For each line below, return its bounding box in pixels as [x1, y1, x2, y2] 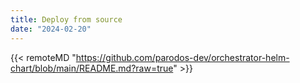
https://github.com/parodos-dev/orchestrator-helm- [75, 51, 290, 63]
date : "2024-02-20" [10, 24, 92, 34]
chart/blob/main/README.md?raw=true [10, 62, 174, 74]
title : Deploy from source [10, 14, 123, 25]
